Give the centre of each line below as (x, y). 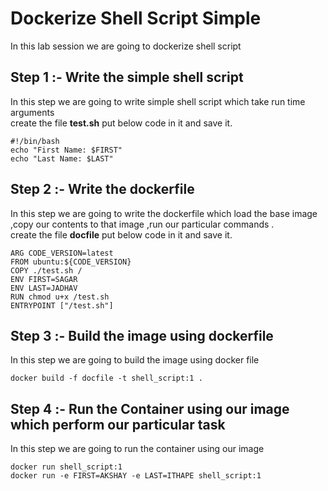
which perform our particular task (118, 424)
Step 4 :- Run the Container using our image (150, 408)
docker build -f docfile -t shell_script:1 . (106, 378)
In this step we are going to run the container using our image (137, 449)
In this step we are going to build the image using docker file (135, 360)
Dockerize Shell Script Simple (136, 18)
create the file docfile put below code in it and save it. (121, 234)
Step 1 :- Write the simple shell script (127, 77)
